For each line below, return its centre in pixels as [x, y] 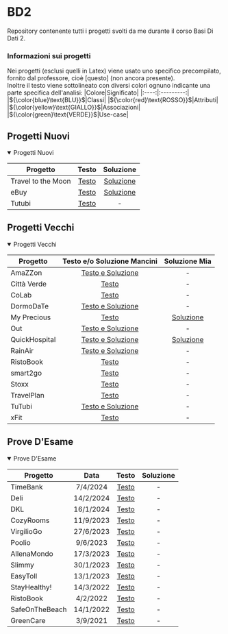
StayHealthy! [31, 587]
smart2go [26, 373]
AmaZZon [26, 273]
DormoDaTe [30, 306]
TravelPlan [27, 395]
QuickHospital [33, 339]
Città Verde [28, 284]
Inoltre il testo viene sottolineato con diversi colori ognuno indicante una [109, 86]
